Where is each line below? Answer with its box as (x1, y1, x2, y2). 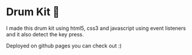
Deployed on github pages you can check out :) (6, 42, 122, 49)
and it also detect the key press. (6, 30, 84, 37)
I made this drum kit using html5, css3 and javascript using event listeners (6, 25, 186, 32)
